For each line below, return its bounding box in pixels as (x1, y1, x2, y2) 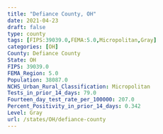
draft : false (7, 23, 46, 30)
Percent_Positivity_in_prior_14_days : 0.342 (7, 103, 141, 110)
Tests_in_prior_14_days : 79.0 (7, 89, 97, 96)
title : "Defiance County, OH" (7, 10, 97, 18)
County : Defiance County (7, 50, 81, 57)
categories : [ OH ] (7, 43, 59, 50)
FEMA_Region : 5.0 (7, 69, 59, 77)
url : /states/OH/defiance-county (7, 116, 106, 123)
